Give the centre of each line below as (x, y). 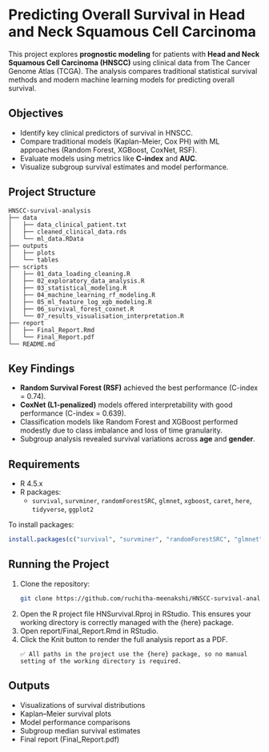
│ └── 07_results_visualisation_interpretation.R (96, 316)
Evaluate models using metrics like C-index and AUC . (108, 158)
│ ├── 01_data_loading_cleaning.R (69, 274)
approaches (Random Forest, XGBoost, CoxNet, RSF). (108, 149)
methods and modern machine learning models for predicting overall (121, 79)
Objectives (36, 114)
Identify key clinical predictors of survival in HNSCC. (106, 132)
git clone (36, 598)
